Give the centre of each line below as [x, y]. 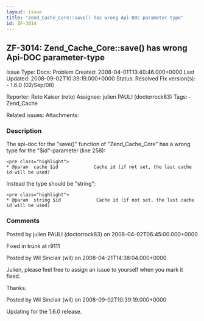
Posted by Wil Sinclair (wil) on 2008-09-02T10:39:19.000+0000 [86, 300]
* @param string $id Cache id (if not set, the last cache [100, 200]
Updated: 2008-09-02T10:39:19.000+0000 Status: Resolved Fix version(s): [101, 79]
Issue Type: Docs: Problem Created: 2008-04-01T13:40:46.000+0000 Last [100, 72]
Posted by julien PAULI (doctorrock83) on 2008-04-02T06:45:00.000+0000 [102, 234]
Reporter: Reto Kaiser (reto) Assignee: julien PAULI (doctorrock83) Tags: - [99, 97]
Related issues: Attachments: [43, 115]
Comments [23, 221]
